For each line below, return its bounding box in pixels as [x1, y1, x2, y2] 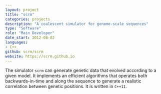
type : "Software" [5, 26, 41, 31]
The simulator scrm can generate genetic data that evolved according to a [5, 67, 156, 73]
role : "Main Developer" [5, 30, 55, 35]
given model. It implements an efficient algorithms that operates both [5, 73, 147, 79]
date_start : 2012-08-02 [5, 35, 55, 40]
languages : [5, 40, 28, 45]
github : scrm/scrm [5, 49, 43, 54]
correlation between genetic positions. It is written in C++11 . [5, 83, 127, 89]
